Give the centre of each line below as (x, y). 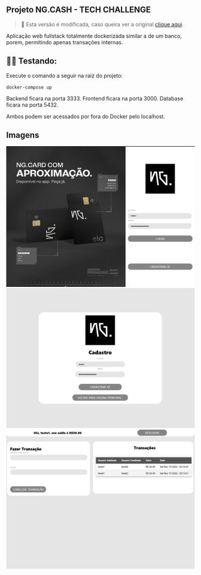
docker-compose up (29, 87)
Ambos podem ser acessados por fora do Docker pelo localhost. (86, 116)
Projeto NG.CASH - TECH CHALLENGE (79, 10)
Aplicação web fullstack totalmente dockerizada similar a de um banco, (94, 36)
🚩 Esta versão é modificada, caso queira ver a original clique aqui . (102, 24)
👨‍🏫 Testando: (32, 61)
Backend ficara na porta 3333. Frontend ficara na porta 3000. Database (95, 98)
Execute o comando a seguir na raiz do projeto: (65, 75)
